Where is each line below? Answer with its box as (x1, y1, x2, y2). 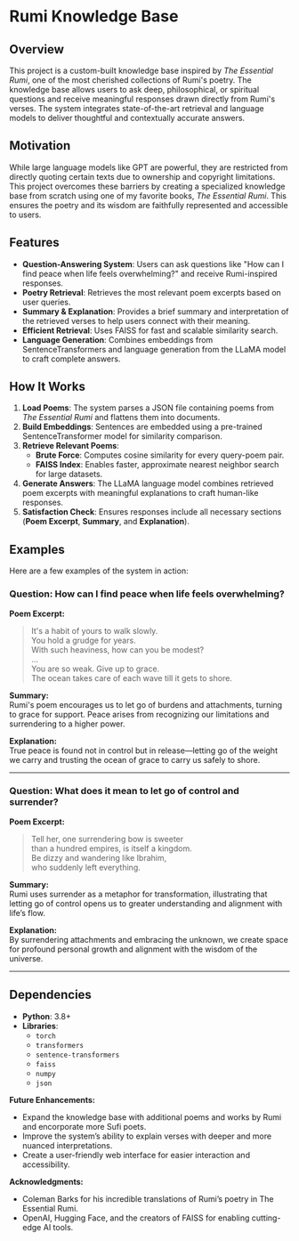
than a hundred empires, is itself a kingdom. (30, 843, 193, 854)
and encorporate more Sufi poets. (21, 1121, 147, 1131)
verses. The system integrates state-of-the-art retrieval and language (9, 103, 264, 113)
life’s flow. (9, 907, 46, 918)
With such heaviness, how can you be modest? (30, 644, 205, 655)
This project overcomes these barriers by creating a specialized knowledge (9, 181, 286, 191)
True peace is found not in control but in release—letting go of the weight (9, 745, 279, 756)
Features (9, 235, 60, 250)
